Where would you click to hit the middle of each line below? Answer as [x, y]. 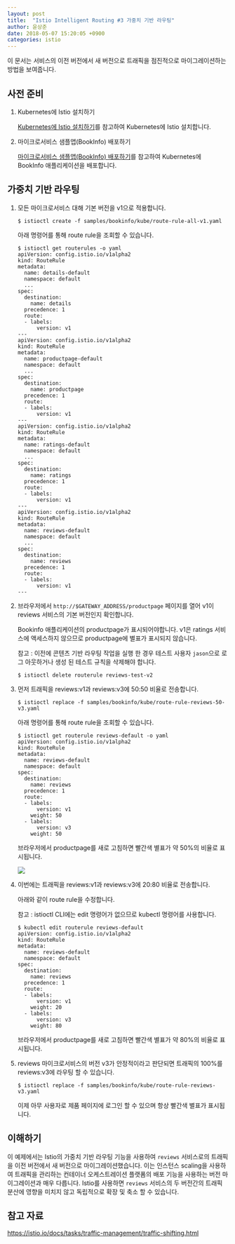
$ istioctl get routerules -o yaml [69, 248]
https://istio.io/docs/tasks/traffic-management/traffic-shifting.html [103, 1233]
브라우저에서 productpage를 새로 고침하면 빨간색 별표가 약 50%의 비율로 [118, 847]
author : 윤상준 [27, 27]
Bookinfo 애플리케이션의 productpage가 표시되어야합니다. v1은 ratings [115, 629]
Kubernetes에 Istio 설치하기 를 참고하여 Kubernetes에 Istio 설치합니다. [114, 126]
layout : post [26, 14]
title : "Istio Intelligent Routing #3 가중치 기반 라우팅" [91, 20]
